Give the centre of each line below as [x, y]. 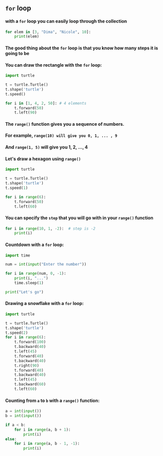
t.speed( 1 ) [17, 188]
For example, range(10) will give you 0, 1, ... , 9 [61, 135]
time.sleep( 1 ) [29, 283]
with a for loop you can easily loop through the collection [66, 21]
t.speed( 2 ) [17, 333]
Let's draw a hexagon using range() [43, 159]
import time [18, 255]
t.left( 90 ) [26, 113]
